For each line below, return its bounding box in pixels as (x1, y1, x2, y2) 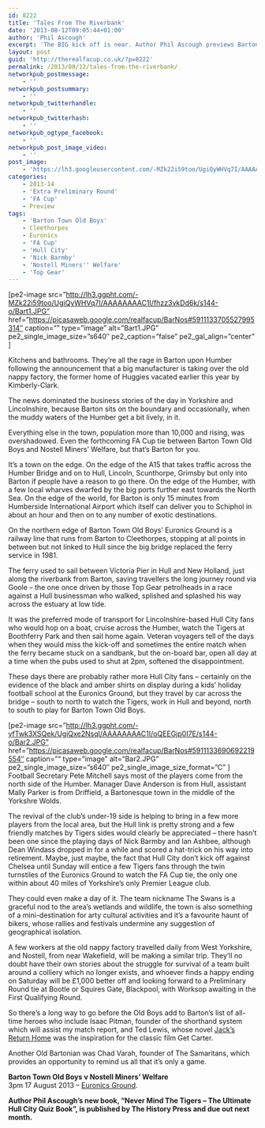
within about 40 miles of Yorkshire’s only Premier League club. (8, 879, 211, 888)
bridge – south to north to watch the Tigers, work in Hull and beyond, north (8, 697, 252, 707)
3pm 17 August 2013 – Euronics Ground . (8, 1081, 138, 1090)
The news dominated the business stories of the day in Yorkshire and (8, 396, 233, 405)
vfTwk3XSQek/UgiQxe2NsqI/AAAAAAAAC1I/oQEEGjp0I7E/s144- (8, 729, 218, 738)
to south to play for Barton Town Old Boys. (8, 705, 146, 715)
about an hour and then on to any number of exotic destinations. (8, 510, 217, 520)
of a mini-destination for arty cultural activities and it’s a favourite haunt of (8, 910, 249, 920)
